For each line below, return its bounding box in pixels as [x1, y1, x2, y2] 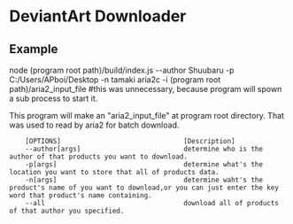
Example [9, 42, 58, 57]
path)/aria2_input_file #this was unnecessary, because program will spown [9, 84, 282, 94]
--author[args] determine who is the [25, 144, 264, 153]
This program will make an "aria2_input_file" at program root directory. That [9, 111, 285, 120]
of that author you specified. [9, 206, 125, 215]
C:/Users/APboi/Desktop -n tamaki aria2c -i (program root [9, 74, 221, 85]
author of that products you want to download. [9, 152, 189, 161]
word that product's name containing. [9, 191, 152, 200]
